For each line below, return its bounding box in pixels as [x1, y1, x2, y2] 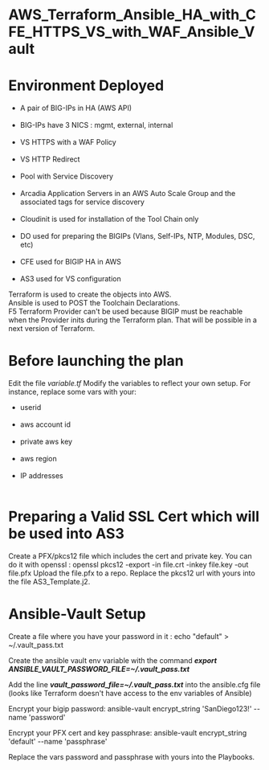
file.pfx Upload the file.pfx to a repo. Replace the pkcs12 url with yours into [8, 568, 255, 578]
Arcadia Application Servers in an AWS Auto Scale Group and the [19, 189, 236, 199]
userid [19, 403, 42, 412]
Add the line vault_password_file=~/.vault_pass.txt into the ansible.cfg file [8, 679, 261, 689]
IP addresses [19, 471, 63, 481]
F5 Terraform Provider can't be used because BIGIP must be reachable [8, 307, 243, 317]
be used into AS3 [8, 525, 124, 543]
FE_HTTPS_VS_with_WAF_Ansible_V [8, 23, 255, 41]
